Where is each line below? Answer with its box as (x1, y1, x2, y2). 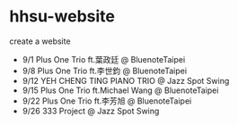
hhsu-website (9, 6, 115, 27)
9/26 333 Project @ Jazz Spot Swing (22, 105, 160, 116)
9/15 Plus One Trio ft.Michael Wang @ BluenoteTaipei (22, 85, 219, 96)
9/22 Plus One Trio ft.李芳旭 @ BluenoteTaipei (22, 96, 192, 106)
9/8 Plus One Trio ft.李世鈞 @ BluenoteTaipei (22, 65, 187, 76)
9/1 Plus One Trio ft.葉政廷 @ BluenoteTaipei (22, 54, 186, 64)
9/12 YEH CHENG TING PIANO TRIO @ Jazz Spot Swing (22, 75, 230, 86)
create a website (9, 36, 71, 46)
